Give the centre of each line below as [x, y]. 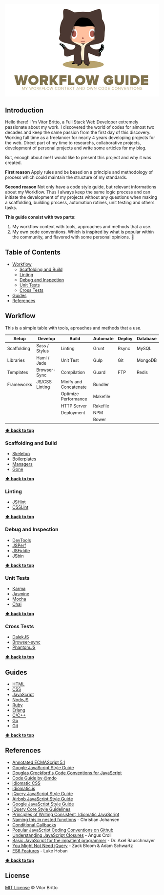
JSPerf [19, 545]
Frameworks [20, 384]
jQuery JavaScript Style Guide [42, 793]
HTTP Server [74, 406]
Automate [103, 339]
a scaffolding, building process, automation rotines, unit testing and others [80, 203]
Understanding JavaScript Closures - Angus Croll [62, 835]
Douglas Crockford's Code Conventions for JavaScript [67, 773]
